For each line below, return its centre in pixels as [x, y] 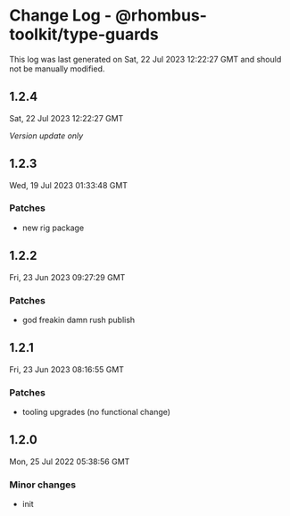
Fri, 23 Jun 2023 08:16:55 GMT [67, 369]
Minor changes [43, 485]
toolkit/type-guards [84, 34]
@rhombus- [161, 16]
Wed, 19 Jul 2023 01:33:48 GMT [68, 185]
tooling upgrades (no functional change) [96, 412]
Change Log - [61, 16]
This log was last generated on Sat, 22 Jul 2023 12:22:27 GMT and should [145, 59]
